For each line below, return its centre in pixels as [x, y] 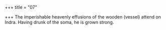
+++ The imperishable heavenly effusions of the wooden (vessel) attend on [83, 17]
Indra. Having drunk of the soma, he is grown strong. [59, 22]
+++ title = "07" [21, 7]
